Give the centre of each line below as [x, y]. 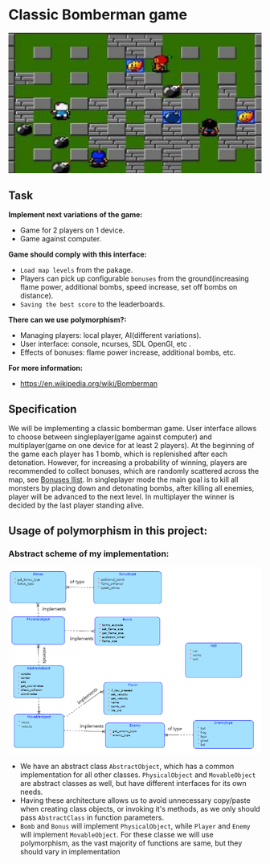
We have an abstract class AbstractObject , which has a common [127, 767]
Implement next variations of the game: [76, 215]
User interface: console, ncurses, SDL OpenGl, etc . [105, 344]
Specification [43, 409]
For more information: [45, 368]
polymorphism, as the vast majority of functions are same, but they [131, 843]
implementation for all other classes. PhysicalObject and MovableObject [138, 775]
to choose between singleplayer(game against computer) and [110, 437]
